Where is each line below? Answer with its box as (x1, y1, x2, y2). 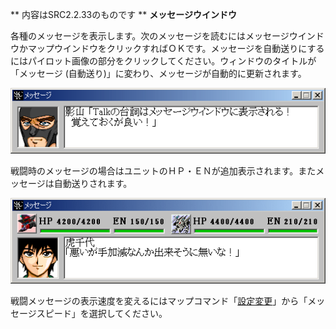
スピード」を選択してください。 (36, 307, 168, 319)
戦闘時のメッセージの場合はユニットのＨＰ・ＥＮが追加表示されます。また (10, 164, 317, 177)
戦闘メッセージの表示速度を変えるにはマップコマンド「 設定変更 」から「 (10, 294, 308, 307)
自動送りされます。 (53, 177, 133, 189)
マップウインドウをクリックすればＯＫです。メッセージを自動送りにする (27, 43, 325, 54)
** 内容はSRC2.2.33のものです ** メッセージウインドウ (10, 9, 237, 20)
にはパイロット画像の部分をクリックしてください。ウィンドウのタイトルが (10, 55, 317, 67)
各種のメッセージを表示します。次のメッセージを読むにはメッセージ (10, 30, 290, 42)
